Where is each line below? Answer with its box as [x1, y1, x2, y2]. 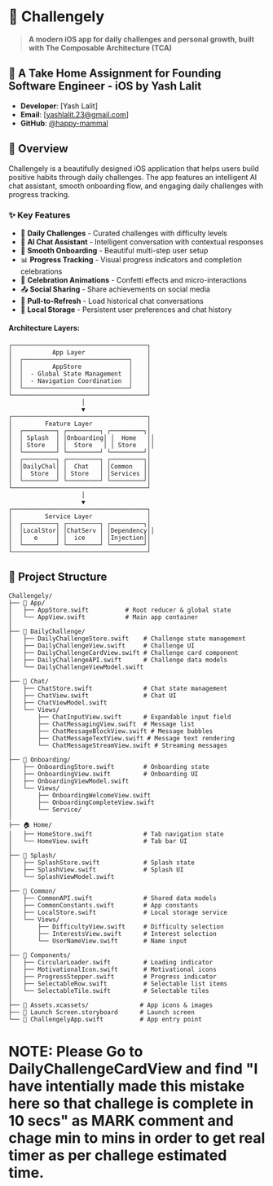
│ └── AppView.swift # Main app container [8, 613, 199, 622]
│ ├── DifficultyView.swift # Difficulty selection [8, 922, 224, 931]
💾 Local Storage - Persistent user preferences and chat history [20, 305, 232, 314]
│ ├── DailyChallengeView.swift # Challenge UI [8, 641, 196, 650]
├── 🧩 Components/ [8, 951, 71, 960]
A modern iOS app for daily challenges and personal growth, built [28, 34, 255, 44]
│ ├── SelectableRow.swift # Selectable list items [8, 979, 228, 988]
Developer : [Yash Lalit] [20, 101, 99, 111]
